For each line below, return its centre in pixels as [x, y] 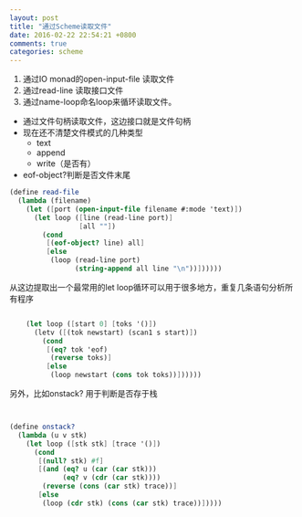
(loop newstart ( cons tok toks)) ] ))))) [126, 375]
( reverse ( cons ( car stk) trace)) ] [110, 486]
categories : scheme [47, 52]
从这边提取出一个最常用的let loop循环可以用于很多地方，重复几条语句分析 [147, 287]
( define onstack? [42, 427]
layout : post [34, 18]
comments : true [38, 43]
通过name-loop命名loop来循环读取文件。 [99, 102]
